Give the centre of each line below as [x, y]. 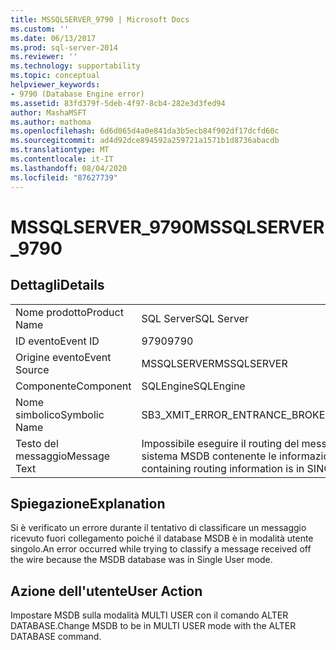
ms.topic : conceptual [55, 76]
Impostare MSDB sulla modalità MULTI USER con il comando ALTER [149, 615]
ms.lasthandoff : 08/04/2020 [69, 168]
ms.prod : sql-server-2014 [64, 47]
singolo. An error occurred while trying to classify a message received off [161, 549]
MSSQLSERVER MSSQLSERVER [214, 363]
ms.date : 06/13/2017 [53, 38]
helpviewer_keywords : [55, 85]
